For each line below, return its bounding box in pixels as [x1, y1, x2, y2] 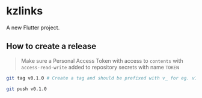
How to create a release [6, 41, 97, 51]
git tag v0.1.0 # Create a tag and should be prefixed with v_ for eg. [6, 75, 189, 81]
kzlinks [6, 4, 43, 18]
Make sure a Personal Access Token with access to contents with [20, 57, 183, 64]
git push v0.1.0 [6, 85, 47, 92]
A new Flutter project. [6, 24, 60, 31]
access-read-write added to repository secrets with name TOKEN [20, 63, 179, 71]
